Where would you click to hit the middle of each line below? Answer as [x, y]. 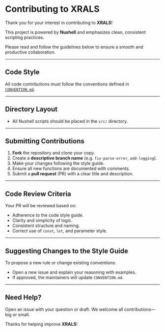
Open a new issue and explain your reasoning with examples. [74, 272]
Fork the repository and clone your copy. [54, 153]
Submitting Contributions [45, 141]
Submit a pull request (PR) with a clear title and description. [73, 174]
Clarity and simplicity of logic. [42, 221]
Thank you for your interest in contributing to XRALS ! [59, 23]
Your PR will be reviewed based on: [41, 206]
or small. [21, 314]
